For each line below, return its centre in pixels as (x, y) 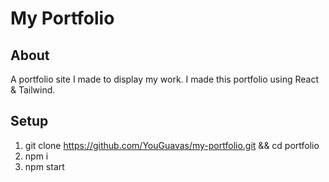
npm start (44, 166)
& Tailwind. (33, 90)
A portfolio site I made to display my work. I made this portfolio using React (164, 79)
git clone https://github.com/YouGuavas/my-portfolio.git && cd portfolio (172, 145)
